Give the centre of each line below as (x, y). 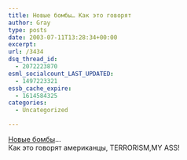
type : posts (27, 30)
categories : (27, 103)
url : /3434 (26, 52)
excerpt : (22, 45)
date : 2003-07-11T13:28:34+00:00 (63, 37)
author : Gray (29, 23)
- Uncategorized (42, 111)
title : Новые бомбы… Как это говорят (70, 15)
